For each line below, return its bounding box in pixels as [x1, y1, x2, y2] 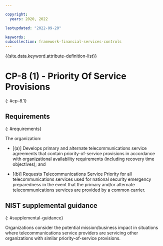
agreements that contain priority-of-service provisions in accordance [12, 150, 155, 156]
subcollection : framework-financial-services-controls [5, 39, 122, 44]
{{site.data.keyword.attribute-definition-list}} [5, 53, 97, 59]
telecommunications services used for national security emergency [12, 176, 151, 182]
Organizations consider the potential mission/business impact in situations [5, 224, 158, 230]
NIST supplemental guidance [5, 201, 97, 210]
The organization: [5, 135, 41, 141]
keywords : [5, 35, 26, 40]
